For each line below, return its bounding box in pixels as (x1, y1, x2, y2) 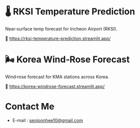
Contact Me (5, 101, 55, 112)
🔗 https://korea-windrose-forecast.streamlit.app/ (5, 83, 105, 89)
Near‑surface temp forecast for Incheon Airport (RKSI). (5, 25, 118, 32)
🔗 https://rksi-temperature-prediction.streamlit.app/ (5, 35, 111, 41)
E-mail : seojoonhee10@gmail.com (12, 117, 83, 123)
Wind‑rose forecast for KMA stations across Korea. (5, 74, 109, 80)
